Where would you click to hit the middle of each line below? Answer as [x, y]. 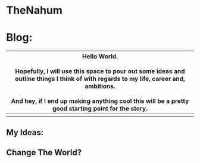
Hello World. [100, 57]
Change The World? [44, 152]
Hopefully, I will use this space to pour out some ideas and [100, 71]
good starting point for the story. [100, 109]
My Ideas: [25, 132]
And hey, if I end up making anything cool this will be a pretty [100, 101]
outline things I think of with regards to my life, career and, [100, 79]
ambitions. [100, 86]
